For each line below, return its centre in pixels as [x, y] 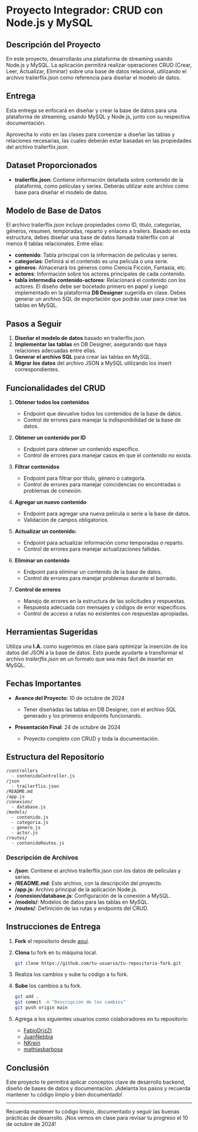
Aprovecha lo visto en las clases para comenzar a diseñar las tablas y [90, 134]
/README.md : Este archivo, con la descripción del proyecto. [88, 883]
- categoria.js [30, 822]
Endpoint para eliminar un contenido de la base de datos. [93, 572]
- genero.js [26, 827]
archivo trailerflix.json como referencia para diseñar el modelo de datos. [93, 78]
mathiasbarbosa [43, 1049]
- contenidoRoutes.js [38, 843]
